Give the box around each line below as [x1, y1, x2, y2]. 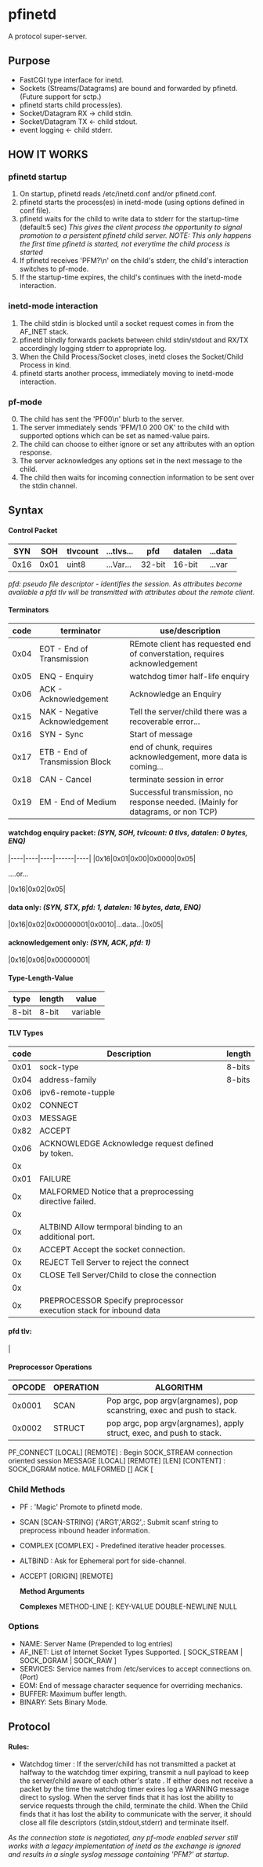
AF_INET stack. [19, 327, 69, 336]
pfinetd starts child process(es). [19, 100, 123, 109]
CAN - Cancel [38, 773, 92, 784]
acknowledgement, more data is [129, 751, 248, 762]
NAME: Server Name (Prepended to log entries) [19, 1639, 174, 1648]
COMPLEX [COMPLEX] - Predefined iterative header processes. [19, 1540, 227, 1550]
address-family [38, 1074, 97, 1085]
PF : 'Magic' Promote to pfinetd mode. [19, 1502, 142, 1511]
